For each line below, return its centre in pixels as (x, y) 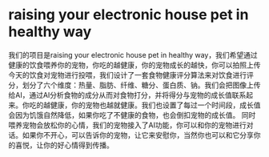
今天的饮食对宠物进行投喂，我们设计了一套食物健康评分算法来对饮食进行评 (131, 74)
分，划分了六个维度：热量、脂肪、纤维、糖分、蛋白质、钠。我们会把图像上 (131, 85)
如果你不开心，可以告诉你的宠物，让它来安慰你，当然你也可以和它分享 (138, 135)
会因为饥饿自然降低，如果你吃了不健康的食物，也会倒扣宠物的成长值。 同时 (132, 115)
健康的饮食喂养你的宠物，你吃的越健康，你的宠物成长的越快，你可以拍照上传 (134, 65)
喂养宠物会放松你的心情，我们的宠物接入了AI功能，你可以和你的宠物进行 (127, 125)
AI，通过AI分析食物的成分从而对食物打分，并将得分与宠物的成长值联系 (130, 95)
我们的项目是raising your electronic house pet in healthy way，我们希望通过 (133, 54)
